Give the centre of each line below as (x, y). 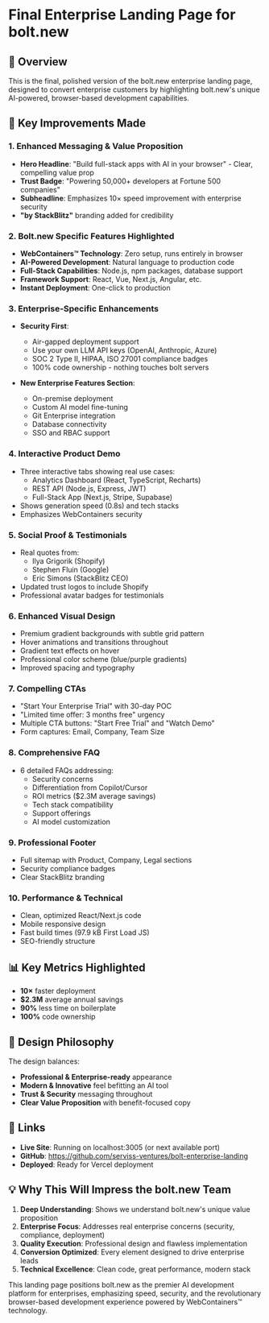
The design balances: (44, 1061)
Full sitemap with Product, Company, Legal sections (106, 860)
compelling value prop (57, 172)
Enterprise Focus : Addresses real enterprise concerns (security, (127, 1226)
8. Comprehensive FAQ (54, 753)
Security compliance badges (68, 869)
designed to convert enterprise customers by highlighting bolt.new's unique (134, 89)
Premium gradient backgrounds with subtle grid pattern (112, 634)
